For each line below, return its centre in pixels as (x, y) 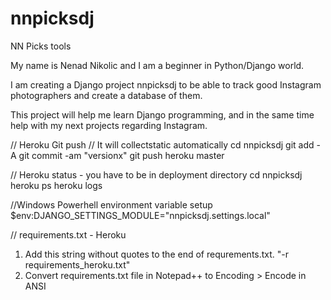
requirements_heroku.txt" (77, 264)
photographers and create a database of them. (106, 95)
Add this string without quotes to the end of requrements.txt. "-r (157, 254)
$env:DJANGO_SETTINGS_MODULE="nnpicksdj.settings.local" (140, 215)
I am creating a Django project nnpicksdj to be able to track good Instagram (166, 84)
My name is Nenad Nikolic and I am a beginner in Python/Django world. (157, 65)
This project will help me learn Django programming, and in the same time (162, 114)
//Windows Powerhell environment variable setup (111, 204)
